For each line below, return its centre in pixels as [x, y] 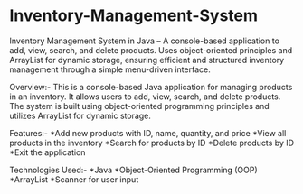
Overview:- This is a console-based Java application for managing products [151, 87]
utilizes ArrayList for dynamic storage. [80, 115]
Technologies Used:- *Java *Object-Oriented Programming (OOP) [133, 170]
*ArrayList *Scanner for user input [74, 179]
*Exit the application [47, 152]
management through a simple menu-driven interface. [110, 69]
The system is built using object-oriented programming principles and [139, 106]
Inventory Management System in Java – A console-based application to [145, 41]
